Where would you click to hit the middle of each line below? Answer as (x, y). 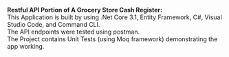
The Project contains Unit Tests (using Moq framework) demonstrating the (112, 39)
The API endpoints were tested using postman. (73, 32)
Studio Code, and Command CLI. (54, 24)
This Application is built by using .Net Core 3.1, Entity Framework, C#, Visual (115, 17)
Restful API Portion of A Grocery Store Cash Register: (85, 10)
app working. (26, 46)
